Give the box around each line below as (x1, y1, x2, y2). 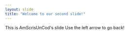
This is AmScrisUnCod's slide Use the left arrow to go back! (5, 24, 125, 30)
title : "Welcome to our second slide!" (5, 12, 86, 16)
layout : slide (5, 7, 34, 12)
